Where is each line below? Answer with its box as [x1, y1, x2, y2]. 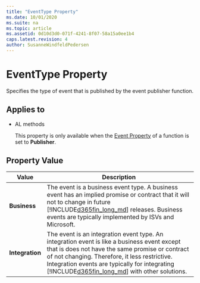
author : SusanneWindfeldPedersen [6, 42, 89, 48]
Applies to [6, 105, 45, 115]
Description [102, 173, 136, 182]
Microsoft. [46, 220, 76, 229]
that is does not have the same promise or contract [46, 245, 189, 253]
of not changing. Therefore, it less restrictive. [46, 253, 173, 261]
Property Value [6, 156, 64, 166]
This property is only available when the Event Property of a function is [14, 132, 189, 139]
